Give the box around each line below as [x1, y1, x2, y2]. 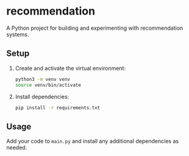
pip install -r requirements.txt [15, 104, 101, 110]
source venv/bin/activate [15, 82, 81, 88]
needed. [6, 144, 27, 151]
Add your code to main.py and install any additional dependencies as [6, 138, 179, 145]
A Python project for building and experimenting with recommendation [6, 24, 184, 32]
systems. [6, 30, 29, 38]
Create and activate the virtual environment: [15, 64, 126, 72]
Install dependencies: [15, 93, 70, 100]
